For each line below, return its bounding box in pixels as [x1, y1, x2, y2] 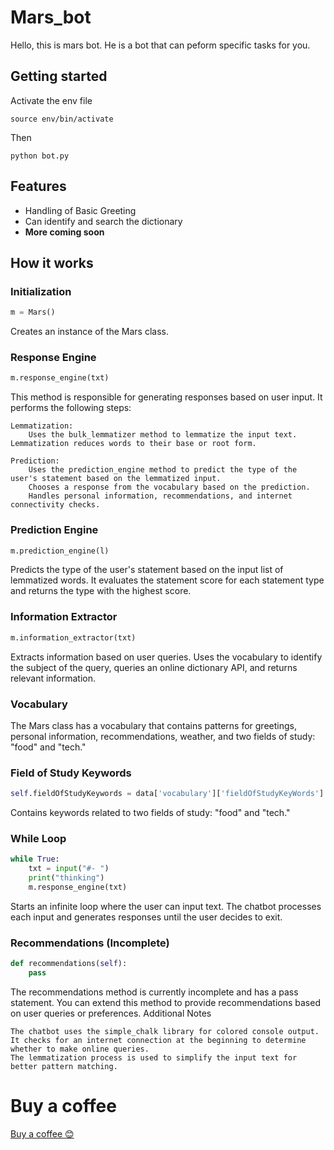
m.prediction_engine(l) [10, 546, 110, 556]
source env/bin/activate [10, 114, 114, 124]
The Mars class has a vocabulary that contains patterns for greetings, [10, 719, 297, 731]
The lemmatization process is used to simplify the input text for [10, 1052, 298, 1063]
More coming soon [24, 226, 105, 238]
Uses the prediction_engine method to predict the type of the [28, 465, 298, 475]
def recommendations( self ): [10, 959, 128, 969]
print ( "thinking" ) [28, 873, 105, 883]
